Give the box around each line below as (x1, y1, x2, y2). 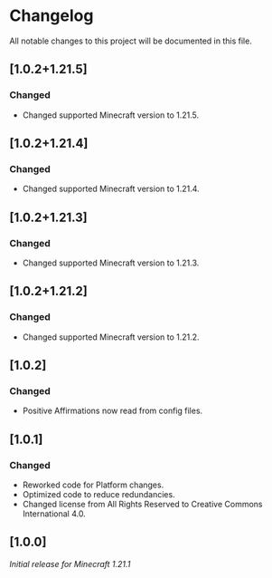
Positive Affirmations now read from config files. (22, 405, 203, 417)
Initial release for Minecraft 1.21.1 (9, 558, 131, 569)
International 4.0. (22, 508, 86, 519)
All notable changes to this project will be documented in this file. (9, 35, 253, 46)
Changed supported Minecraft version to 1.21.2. (22, 332, 201, 342)
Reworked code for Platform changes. (22, 479, 164, 490)
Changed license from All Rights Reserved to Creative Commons (22, 499, 263, 510)
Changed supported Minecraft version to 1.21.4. (22, 183, 201, 195)
